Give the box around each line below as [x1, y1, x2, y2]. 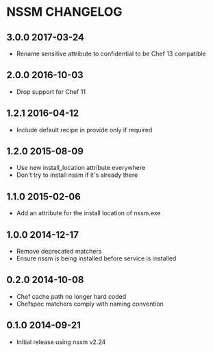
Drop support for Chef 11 [16, 87, 86, 96]
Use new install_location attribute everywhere [16, 164, 146, 172]
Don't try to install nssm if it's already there [16, 171, 138, 179]
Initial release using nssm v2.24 [16, 337, 106, 346]
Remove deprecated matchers [16, 247, 102, 256]
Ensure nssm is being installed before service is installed [16, 254, 177, 263]
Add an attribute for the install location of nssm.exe [16, 209, 161, 217]
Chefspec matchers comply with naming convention [16, 300, 164, 308]
